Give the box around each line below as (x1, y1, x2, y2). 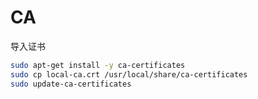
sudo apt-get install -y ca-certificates (10, 60, 186, 70)
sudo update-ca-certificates (10, 79, 132, 89)
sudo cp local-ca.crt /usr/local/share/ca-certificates (10, 69, 248, 80)
